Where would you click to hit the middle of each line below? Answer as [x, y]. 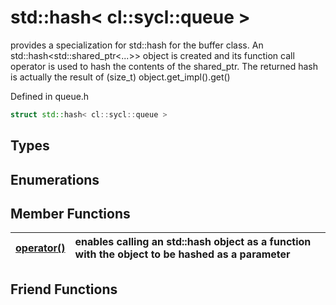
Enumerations [55, 179]
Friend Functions [64, 289]
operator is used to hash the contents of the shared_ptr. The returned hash [164, 66]
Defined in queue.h [50, 96]
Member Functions [70, 213]
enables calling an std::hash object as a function [193, 242]
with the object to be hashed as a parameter [182, 254]
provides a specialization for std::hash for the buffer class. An [137, 45]
